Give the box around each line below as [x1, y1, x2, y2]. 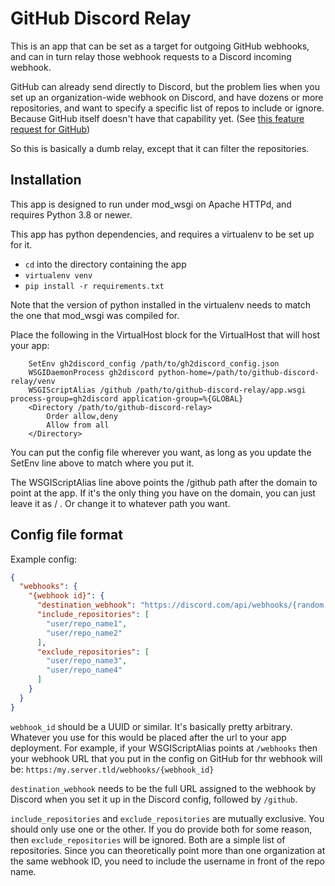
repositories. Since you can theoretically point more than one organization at [10, 844, 326, 856]
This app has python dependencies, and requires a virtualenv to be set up [10, 228, 315, 240]
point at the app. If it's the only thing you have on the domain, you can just [10, 487, 316, 499]
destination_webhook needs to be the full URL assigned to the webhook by [10, 782, 317, 794]
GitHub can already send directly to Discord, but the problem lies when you [10, 80, 320, 92]
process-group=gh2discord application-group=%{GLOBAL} [10, 393, 244, 404]
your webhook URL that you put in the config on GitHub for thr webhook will [10, 752, 323, 764]
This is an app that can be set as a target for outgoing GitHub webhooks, [10, 40, 310, 52]
